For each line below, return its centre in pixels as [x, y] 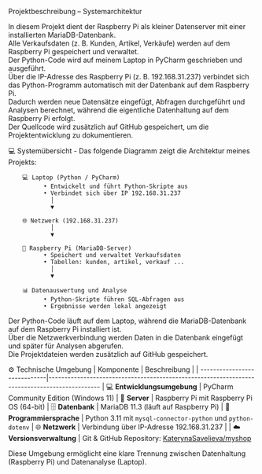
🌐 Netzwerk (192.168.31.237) [71, 221]
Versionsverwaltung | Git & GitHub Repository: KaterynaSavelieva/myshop [130, 438]
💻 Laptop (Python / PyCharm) [71, 178]
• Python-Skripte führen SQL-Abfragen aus [114, 299]
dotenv [19, 428]
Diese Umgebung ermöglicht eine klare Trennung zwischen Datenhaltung [127, 454]
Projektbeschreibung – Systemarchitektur [75, 11]
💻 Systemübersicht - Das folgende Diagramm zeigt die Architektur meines [129, 151]
